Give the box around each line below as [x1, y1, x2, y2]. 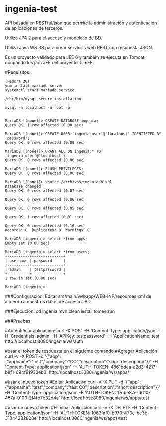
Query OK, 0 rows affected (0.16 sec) [5, 223, 85, 228]
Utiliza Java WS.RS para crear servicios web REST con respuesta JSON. [5, 44, 153, 50]
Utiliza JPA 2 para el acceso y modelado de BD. [5, 35, 103, 41]
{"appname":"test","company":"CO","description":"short [5, 358, 120, 364]
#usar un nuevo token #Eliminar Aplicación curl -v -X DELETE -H [5, 404, 138, 410]
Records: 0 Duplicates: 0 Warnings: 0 [5, 227, 90, 233]
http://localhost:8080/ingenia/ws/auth [5, 338, 83, 344]
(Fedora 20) [5, 79, 30, 84]
